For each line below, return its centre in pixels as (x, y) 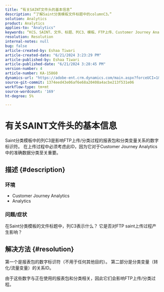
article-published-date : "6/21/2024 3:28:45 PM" (55, 64)
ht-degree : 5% (20, 96)
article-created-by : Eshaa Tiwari (40, 50)
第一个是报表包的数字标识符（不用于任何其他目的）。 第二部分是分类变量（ (79, 262)
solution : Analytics (26, 19)
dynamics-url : (20, 78)
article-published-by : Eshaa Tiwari (42, 60)
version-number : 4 (24, 69)
